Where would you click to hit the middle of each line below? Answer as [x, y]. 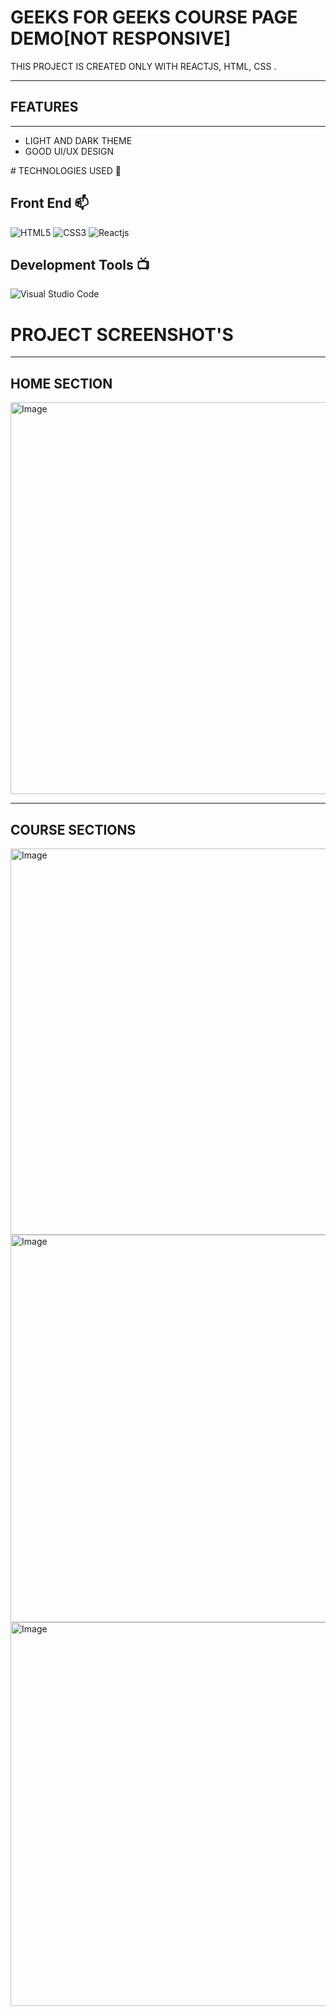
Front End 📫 [50, 203]
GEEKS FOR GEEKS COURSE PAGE [154, 17]
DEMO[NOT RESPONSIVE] [121, 38]
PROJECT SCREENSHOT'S [122, 334]
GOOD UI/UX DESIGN [69, 151]
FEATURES [44, 107]
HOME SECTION [61, 383]
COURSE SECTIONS [73, 829]
